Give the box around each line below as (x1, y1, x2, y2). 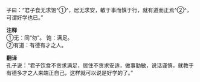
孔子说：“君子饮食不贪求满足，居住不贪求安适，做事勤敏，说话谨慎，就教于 (6, 62, 195, 69)
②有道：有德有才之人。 (6, 42, 67, 48)
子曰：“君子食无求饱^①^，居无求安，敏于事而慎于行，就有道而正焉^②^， (6, 7, 192, 13)
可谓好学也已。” (6, 14, 44, 21)
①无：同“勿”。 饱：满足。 (6, 34, 73, 41)
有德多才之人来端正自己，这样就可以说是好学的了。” (6, 69, 134, 76)
